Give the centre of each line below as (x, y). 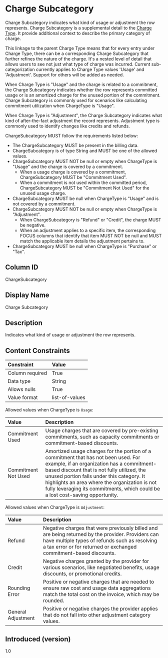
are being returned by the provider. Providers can (101, 534)
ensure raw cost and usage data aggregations (97, 588)
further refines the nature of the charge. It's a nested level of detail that (78, 58)
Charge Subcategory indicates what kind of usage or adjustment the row (80, 22)
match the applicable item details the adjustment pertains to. (82, 241)
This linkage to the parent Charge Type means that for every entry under (80, 48)
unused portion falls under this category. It (95, 476)
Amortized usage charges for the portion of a (98, 451)
